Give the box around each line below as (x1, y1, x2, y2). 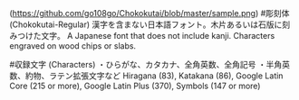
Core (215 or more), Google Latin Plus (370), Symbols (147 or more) (9, 80, 261, 91)
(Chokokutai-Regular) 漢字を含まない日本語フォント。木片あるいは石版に (9, 19, 283, 30)
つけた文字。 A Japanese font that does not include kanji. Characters (16, 31, 275, 41)
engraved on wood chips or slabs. (9, 41, 137, 51)
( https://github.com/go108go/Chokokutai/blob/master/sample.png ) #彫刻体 (9, 8, 290, 18)
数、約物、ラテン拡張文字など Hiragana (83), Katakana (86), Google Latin (9, 70, 284, 81)
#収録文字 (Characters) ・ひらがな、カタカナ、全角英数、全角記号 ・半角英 (9, 59, 290, 69)
